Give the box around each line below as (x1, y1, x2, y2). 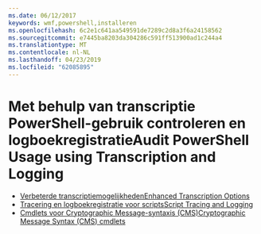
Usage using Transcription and (8, 148, 216, 166)
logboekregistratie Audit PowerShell (8, 131, 249, 149)
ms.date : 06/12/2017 (8, 11, 77, 20)
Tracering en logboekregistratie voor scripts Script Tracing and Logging (19, 199, 253, 209)
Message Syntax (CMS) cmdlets (19, 216, 126, 226)
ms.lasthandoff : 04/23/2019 (8, 56, 102, 64)
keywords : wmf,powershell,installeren (8, 19, 137, 27)
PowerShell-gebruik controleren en (8, 114, 247, 132)
